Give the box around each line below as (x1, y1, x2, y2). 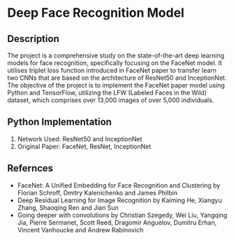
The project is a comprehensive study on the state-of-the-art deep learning (7, 51, 225, 59)
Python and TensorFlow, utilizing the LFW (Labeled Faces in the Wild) (7, 89, 207, 97)
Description (7, 33, 59, 45)
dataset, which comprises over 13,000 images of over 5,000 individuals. (7, 96, 214, 104)
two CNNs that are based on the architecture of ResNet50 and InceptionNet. (7, 73, 227, 82)
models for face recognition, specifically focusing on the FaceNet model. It (7, 59, 222, 67)
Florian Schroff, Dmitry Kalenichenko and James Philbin (17, 188, 178, 197)
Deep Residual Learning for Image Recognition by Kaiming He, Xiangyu (17, 196, 222, 204)
